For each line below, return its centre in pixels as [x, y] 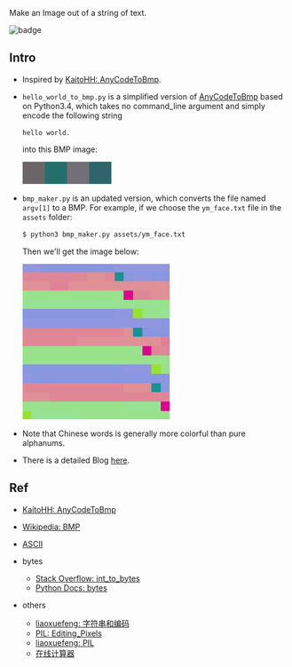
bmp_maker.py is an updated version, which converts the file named [144, 198]
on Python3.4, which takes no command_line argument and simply [144, 106]
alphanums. [43, 442]
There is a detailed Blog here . [76, 460]
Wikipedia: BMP [51, 527]
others [34, 605]
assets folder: [47, 217]
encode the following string [72, 115]
